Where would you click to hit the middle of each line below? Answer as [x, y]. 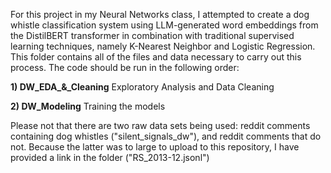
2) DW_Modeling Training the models [88, 106]
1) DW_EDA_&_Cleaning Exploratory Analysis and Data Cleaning [142, 87]
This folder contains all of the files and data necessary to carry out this [156, 57]
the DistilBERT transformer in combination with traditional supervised [152, 35]
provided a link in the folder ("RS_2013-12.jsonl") [110, 157]
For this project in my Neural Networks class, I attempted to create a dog [160, 14]
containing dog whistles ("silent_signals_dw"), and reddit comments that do [166, 136]
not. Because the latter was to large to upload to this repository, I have [155, 147]
